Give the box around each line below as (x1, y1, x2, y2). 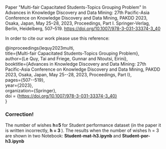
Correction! (5, 110, 34, 117)
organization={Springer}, (5, 88, 56, 93)
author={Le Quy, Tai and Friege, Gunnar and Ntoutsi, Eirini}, (5, 56, 128, 62)
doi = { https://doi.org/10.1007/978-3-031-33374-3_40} (5, 93, 117, 99)
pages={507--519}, (5, 77, 45, 83)
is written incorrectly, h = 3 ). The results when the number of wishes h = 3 (5, 127, 159, 133)
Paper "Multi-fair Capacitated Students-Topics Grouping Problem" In (5, 5, 146, 10)
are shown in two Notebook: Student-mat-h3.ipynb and (5, 133, 121, 139)
